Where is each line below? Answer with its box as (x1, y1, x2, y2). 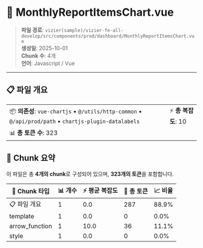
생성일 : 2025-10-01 (21, 44, 68, 52)
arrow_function (9, 221, 53, 230)
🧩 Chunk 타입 (11, 187, 50, 196)
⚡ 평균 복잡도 (82, 186, 118, 195)
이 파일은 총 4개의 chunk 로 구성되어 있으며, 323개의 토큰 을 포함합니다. (6, 170, 174, 178)
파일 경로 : (21, 26, 44, 33)
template (9, 212, 34, 220)
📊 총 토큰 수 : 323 (9, 129, 58, 137)
